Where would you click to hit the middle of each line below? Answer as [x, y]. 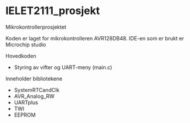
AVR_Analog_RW [34, 96]
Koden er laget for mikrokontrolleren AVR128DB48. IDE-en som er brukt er [95, 38]
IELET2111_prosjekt [53, 11]
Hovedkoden [21, 56]
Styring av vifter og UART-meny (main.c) [63, 67]
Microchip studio [26, 45]
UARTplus [26, 102]
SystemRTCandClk [37, 90]
